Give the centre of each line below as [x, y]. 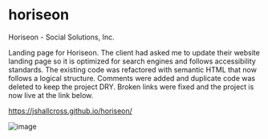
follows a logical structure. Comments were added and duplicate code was [132, 78]
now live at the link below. [51, 95]
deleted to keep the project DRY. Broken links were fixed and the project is [131, 87]
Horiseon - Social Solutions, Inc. [61, 37]
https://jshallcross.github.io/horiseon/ [70, 111]
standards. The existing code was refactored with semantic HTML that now [132, 69]
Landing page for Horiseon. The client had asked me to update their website [134, 52]
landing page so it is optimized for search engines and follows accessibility [132, 61]
